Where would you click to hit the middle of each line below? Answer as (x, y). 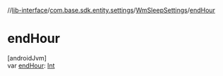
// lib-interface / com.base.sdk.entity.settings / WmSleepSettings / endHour (111, 10)
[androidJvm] (27, 58)
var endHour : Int (31, 65)
